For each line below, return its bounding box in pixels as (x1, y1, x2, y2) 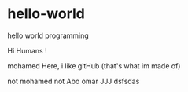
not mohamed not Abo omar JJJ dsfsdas (7, 76, 140, 86)
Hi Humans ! (7, 46, 48, 55)
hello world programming (7, 31, 90, 40)
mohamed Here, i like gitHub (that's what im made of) (7, 61, 181, 71)
